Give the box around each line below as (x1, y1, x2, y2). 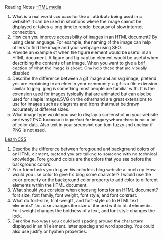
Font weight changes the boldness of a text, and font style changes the (12, 208, 155, 213)
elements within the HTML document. (12, 182, 88, 188)
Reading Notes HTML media (5, 4, 62, 10)
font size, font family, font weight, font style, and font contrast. (12, 192, 138, 198)
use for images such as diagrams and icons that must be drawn (12, 102, 140, 107)
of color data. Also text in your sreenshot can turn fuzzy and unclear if (12, 122, 153, 128)
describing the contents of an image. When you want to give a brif (12, 60, 145, 66)
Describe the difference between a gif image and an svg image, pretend (12, 75, 157, 81)
